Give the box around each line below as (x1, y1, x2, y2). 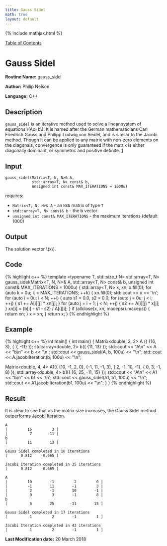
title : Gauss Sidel (5, 7, 46, 12)
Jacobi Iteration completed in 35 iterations (5, 462, 101, 467)
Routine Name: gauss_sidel (5, 74, 62, 80)
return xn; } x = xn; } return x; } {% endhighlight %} (5, 310, 110, 317)
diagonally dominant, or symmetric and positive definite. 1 (5, 148, 123, 154)
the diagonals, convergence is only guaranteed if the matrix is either (5, 142, 145, 148)
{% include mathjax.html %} (5, 30, 63, 36)
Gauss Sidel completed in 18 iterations (5, 449, 90, 454)
